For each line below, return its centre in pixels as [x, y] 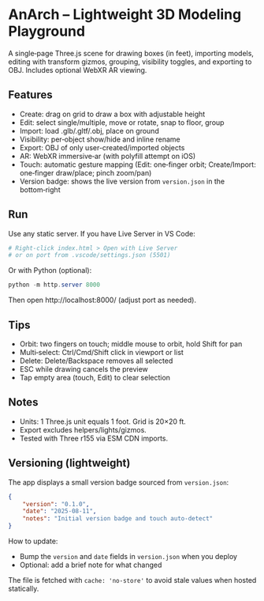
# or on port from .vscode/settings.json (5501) [89, 255]
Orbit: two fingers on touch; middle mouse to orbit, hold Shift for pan [131, 344]
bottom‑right [40, 189]
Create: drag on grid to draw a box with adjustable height [112, 114]
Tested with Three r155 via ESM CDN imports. [94, 438]
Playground [46, 31]
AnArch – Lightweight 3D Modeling [125, 15]
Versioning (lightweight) [69, 463]
